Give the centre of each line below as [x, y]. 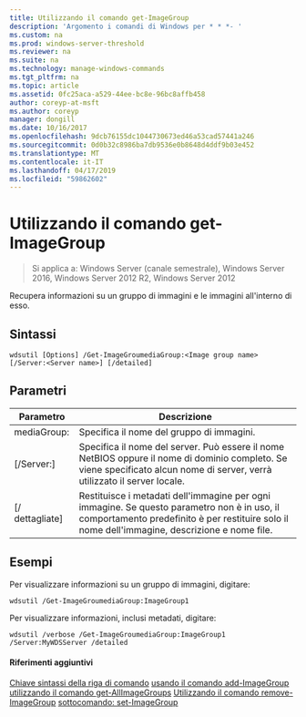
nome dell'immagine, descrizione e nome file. [176, 529]
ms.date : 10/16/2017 [49, 128]
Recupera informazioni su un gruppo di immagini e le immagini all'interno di [151, 296]
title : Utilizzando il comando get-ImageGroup [99, 18]
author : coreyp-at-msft [55, 102]
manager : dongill [42, 119]
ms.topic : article [44, 86]
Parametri [38, 391]
